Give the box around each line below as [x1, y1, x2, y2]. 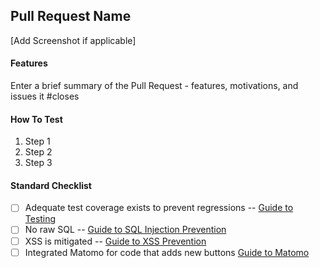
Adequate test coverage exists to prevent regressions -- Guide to [24, 202, 294, 214]
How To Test [10, 113, 63, 125]
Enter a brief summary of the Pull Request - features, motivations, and [10, 80, 299, 92]
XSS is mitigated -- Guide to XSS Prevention [24, 235, 207, 247]
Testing [24, 213, 57, 225]
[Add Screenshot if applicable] [10, 34, 137, 46]
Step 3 [24, 157, 53, 169]
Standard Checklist [10, 179, 92, 191]
